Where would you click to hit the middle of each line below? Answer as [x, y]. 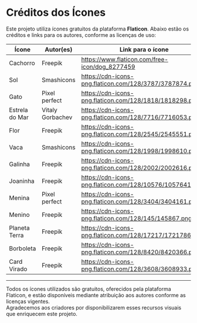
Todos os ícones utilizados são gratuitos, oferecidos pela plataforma [89, 289]
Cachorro [22, 63]
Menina [19, 198]
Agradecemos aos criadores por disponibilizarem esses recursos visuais [94, 307]
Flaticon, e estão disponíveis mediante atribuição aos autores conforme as [96, 295]
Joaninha [22, 181]
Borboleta [23, 248]
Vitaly [50, 110]
